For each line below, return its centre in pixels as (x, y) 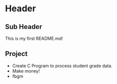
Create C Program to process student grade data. (62, 66)
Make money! (26, 71)
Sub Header (24, 27)
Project (16, 54)
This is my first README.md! (34, 38)
